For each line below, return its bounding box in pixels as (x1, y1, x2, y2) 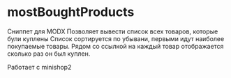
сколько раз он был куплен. (7, 49, 91, 58)
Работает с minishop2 (7, 63, 72, 71)
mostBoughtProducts (7, 4, 135, 20)
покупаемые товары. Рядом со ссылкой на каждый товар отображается (7, 42, 224, 50)
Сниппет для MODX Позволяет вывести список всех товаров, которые (7, 27, 218, 36)
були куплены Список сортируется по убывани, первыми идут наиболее (7, 34, 225, 42)
